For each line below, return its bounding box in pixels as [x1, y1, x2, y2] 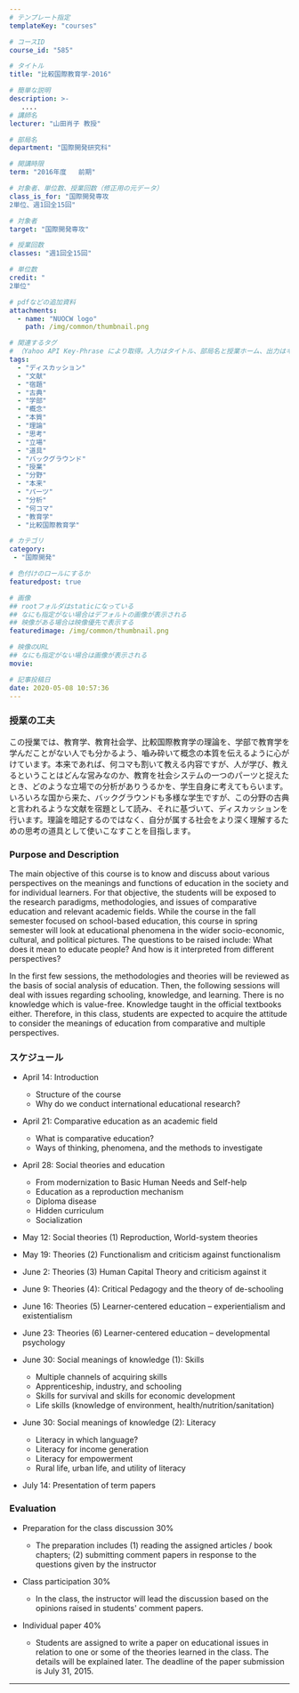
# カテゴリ [9, 536, 44, 545]
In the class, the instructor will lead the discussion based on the [35, 1593, 269, 1604]
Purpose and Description [9, 848, 120, 860]
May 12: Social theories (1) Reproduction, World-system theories [21, 1232, 258, 1243]
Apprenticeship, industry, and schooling [35, 1381, 182, 1392]
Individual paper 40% [21, 1620, 102, 1631]
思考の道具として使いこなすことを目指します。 [24, 825, 196, 836]
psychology [21, 1337, 66, 1348]
